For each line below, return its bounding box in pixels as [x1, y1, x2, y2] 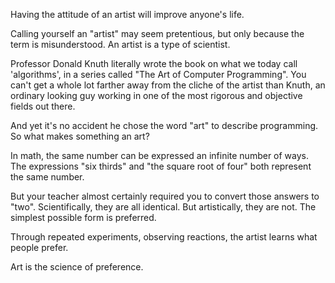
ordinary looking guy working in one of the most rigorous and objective [10, 90, 303, 101]
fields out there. [10, 100, 76, 112]
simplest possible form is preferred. [10, 212, 157, 223]
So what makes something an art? [10, 130, 150, 142]
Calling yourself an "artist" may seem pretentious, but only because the [10, 28, 305, 39]
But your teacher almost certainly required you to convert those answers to [10, 190, 320, 202]
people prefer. [10, 242, 69, 253]
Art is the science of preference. [10, 261, 144, 273]
